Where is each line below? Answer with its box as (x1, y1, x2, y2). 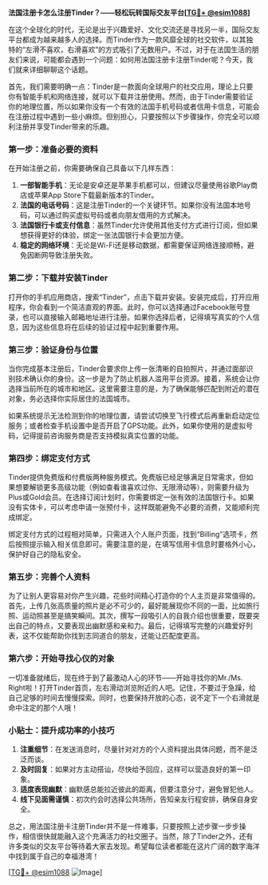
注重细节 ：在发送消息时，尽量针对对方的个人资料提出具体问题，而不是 (19, 744, 251, 755)
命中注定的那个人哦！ (8, 703, 78, 712)
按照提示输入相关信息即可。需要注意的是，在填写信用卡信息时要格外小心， (14, 539, 260, 549)
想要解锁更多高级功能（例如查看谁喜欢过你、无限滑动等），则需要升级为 (14, 483, 250, 492)
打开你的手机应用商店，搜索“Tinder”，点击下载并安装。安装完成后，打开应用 (8, 292, 260, 302)
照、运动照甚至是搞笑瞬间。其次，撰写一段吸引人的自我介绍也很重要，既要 (8, 611, 253, 621)
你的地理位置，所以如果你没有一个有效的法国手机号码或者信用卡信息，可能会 (8, 102, 260, 111)
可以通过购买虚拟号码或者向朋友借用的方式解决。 (33, 210, 195, 220)
